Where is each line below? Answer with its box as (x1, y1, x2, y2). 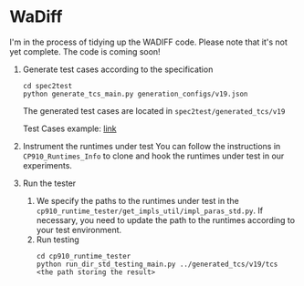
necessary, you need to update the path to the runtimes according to (36, 214, 295, 225)
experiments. (22, 159, 73, 170)
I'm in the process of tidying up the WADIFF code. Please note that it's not (9, 36, 288, 47)
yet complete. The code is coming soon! (9, 46, 162, 56)
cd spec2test (22, 81, 73, 90)
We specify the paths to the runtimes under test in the (36, 195, 239, 206)
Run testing (36, 234, 79, 245)
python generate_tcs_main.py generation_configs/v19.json (22, 89, 248, 98)
